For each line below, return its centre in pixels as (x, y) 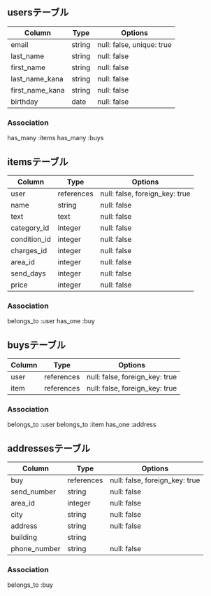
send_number (33, 492)
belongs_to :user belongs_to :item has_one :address (82, 425)
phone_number (36, 549)
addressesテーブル (49, 448)
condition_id (31, 239)
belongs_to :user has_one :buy (51, 321)
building (24, 537)
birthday (24, 102)
